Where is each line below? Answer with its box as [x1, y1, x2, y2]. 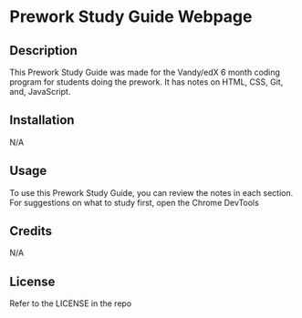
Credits [9, 223, 53, 239]
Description [9, 43, 78, 58]
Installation [9, 112, 75, 128]
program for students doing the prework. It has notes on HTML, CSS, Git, [9, 77, 284, 87]
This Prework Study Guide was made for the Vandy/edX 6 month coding [9, 67, 281, 77]
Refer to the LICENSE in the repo [9, 298, 132, 309]
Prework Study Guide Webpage [9, 6, 253, 27]
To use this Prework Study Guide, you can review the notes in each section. [9, 187, 294, 198]
